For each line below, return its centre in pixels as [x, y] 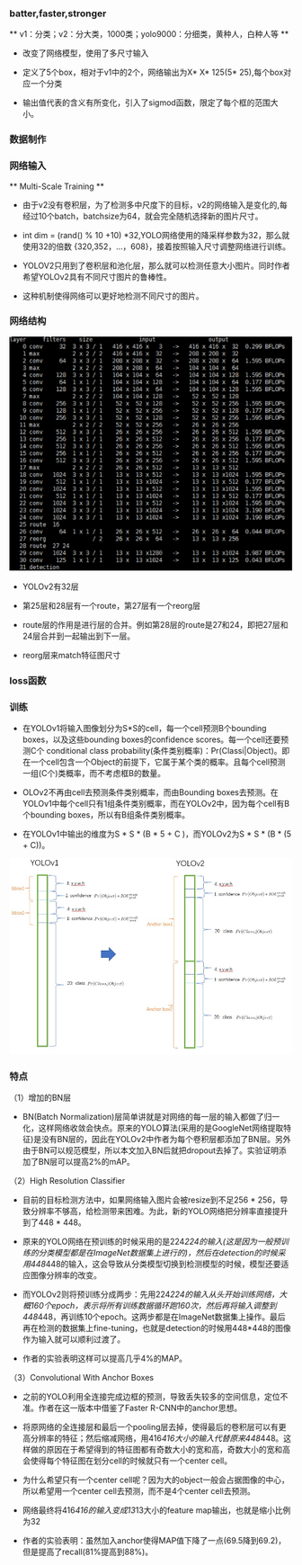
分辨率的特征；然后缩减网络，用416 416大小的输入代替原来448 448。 [157, 1438]
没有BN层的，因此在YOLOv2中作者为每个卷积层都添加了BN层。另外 [166, 1139]
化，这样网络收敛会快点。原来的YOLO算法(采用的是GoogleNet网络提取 [153, 1128]
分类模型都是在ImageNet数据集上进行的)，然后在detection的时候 [158, 1252]
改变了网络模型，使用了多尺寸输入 [85, 53]
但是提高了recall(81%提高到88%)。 [88, 1552]
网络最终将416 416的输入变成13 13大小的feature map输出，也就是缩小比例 [156, 1510]
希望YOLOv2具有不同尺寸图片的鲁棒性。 [97, 276]
